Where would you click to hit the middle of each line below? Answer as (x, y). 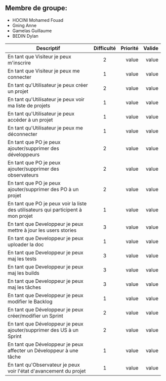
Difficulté (105, 48)
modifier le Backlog (30, 301)
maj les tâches (24, 287)
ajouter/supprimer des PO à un (43, 189)
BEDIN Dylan (25, 36)
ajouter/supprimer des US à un (43, 330)
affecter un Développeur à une (43, 350)
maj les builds (23, 273)
